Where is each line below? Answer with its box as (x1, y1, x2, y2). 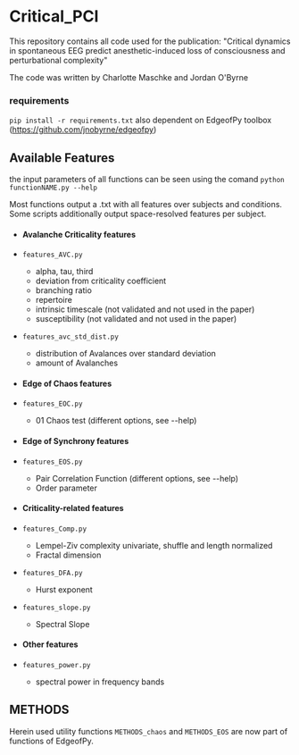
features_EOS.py (21, 457, 83, 466)
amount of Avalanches (35, 357, 119, 368)
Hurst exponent (35, 583, 94, 595)
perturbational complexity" (9, 55, 108, 65)
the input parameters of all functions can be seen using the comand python (9, 174, 285, 185)
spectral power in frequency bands (35, 676, 165, 687)
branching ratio (35, 285, 92, 296)
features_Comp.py (21, 524, 87, 533)
